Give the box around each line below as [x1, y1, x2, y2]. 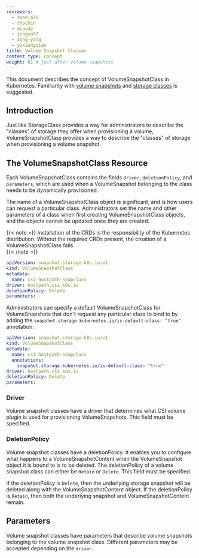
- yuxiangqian [11, 43, 47, 49]
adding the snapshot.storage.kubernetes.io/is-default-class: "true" [6, 317, 181, 324]
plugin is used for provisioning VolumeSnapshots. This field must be [6, 413, 174, 421]
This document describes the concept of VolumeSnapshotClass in [6, 76, 169, 83]
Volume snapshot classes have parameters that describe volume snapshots [6, 532, 192, 539]
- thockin [11, 20, 36, 26]
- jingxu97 [11, 31, 39, 37]
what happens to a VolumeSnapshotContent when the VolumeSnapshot [6, 455, 182, 462]
